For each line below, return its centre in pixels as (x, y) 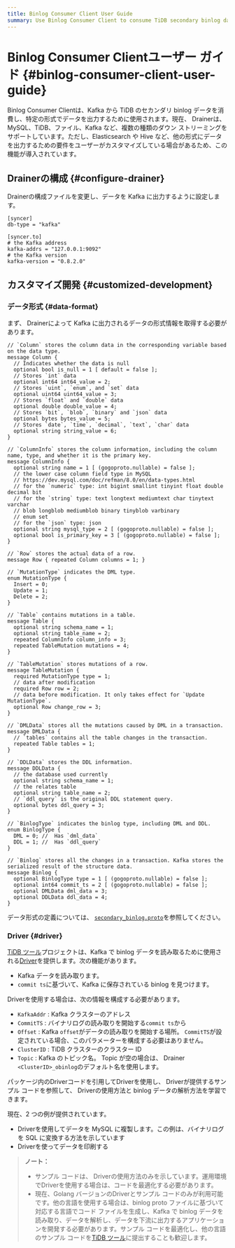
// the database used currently (61, 774)
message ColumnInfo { (39, 461)
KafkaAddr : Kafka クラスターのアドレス (74, 1015)
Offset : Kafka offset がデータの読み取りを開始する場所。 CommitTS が (116, 1032)
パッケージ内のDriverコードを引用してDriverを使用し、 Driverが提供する (111, 1082)
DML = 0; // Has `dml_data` (56, 836)
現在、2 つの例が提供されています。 (59, 1114)
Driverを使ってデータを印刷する (63, 1146)
